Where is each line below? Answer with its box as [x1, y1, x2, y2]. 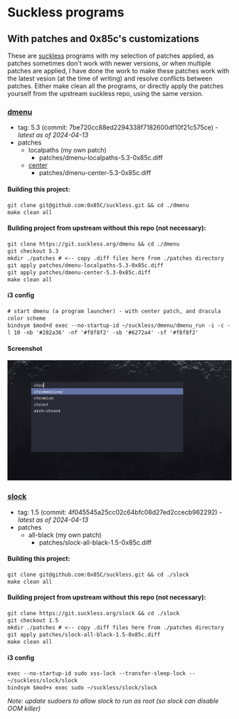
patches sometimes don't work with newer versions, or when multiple [7, 59, 211, 68]
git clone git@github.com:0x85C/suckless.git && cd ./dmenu [7, 201, 190, 209]
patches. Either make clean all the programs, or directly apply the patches [7, 82, 224, 90]
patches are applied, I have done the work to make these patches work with [7, 67, 230, 75]
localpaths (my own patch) [28, 146, 107, 154]
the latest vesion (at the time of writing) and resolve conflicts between [7, 74, 213, 83]
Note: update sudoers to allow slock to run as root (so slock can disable [7, 697, 219, 705]
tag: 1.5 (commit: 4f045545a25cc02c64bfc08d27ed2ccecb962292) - [17, 508, 223, 516]
